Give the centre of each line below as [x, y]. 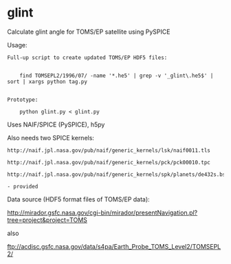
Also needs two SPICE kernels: [51, 137]
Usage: [17, 45]
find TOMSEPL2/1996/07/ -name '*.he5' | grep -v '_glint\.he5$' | [117, 76]
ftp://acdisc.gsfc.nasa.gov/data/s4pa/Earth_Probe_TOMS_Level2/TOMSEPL [114, 246]
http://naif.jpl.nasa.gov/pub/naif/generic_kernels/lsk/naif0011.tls [109, 150]
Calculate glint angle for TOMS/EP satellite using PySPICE [89, 32]
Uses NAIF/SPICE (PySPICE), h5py [56, 124]
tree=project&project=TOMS [47, 220]
